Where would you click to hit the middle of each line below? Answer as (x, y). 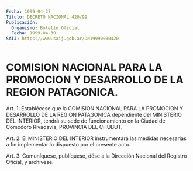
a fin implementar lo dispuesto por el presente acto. (68, 144)
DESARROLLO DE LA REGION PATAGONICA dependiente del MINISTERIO (94, 114)
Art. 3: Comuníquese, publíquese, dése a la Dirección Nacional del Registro (96, 156)
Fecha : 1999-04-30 (34, 33)
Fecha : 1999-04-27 (28, 11)
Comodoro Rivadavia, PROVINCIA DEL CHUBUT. (64, 127)
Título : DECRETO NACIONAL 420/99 (47, 17)
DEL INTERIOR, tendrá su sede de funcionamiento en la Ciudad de (86, 121)
